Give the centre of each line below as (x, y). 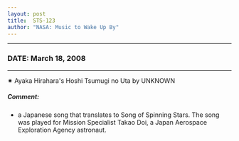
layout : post (27, 14)
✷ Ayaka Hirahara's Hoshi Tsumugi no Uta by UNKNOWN (91, 80)
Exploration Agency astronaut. (62, 130)
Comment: (23, 97)
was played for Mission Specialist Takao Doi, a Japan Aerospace (112, 122)
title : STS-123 (31, 21)
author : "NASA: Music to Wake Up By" (63, 27)
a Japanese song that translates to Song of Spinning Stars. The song (118, 115)
